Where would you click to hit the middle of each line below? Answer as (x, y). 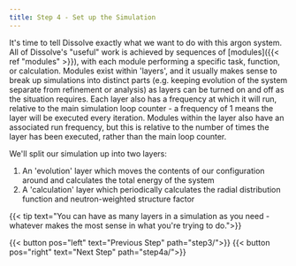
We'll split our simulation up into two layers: (88, 153)
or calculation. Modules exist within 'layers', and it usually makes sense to (143, 71)
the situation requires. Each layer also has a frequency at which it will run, (143, 99)
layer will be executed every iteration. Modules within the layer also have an (147, 118)
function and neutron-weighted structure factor (108, 199)
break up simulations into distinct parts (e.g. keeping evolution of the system (148, 80)
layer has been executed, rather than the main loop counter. (118, 136)
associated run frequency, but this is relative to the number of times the (139, 127)
